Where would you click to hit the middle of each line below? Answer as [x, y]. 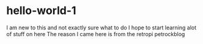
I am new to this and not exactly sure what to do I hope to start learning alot [102, 28]
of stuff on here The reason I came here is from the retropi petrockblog [96, 34]
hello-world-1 [41, 11]
